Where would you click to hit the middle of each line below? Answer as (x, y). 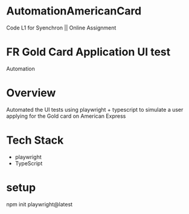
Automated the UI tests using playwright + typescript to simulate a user (95, 109)
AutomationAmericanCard (74, 11)
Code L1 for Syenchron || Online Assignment (61, 28)
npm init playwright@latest (40, 204)
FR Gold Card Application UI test (88, 52)
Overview (31, 93)
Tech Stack (35, 140)
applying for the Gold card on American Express (66, 116)
